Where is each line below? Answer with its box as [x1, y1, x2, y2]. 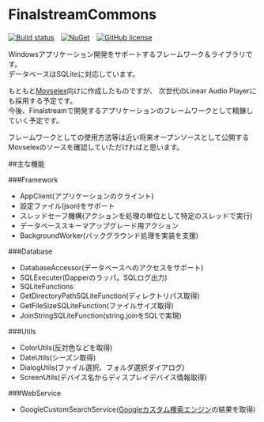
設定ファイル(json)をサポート [19, 201, 115, 210]
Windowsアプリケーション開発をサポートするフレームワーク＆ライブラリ [8, 49, 247, 58]
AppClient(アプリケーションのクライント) [19, 191, 154, 201]
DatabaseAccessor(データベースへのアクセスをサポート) [19, 262, 204, 272]
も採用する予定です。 [8, 96, 77, 105]
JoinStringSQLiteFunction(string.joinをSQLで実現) [19, 311, 182, 320]
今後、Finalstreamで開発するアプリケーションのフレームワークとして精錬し [8, 105, 254, 115]
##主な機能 [8, 159, 45, 168]
